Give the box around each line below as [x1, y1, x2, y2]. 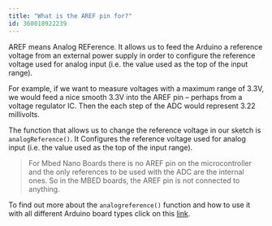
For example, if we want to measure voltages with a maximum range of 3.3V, [8, 83, 265, 93]
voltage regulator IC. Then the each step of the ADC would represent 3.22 [8, 101, 256, 111]
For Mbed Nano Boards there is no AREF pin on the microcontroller [28, 158, 252, 167]
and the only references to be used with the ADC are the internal [28, 167, 244, 176]
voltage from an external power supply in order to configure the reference [8, 50, 256, 60]
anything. [28, 184, 60, 193]
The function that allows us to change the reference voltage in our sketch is [8, 125, 261, 135]
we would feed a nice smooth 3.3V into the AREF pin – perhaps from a [8, 92, 243, 102]
